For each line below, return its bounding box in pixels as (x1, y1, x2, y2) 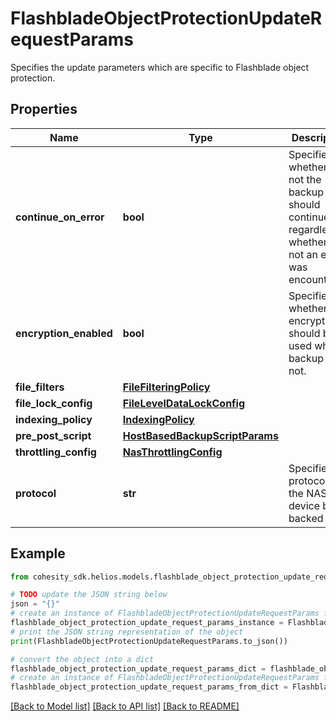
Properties (10, 101, 78, 118)
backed (288, 511, 324, 525)
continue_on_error (15, 210, 105, 224)
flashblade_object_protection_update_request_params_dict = (10, 663, 267, 674)
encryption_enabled (15, 326, 113, 340)
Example (10, 545, 66, 562)
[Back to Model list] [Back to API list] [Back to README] (10, 700, 240, 712)
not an (288, 247, 318, 261)
